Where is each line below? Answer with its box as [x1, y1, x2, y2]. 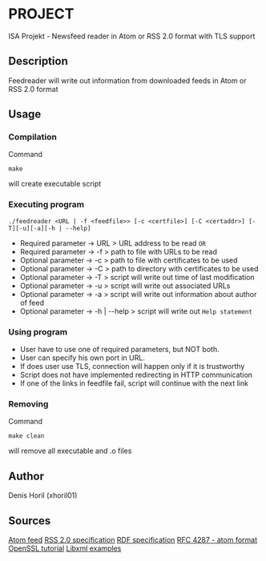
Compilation [8, 131, 58, 142]
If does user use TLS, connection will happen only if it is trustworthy [19, 362, 245, 371]
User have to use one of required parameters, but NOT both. [19, 345, 220, 355]
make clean [8, 432, 45, 440]
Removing [8, 398, 49, 409]
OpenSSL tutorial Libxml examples [8, 543, 122, 553]
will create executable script [8, 179, 102, 189]
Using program [8, 326, 68, 337]
